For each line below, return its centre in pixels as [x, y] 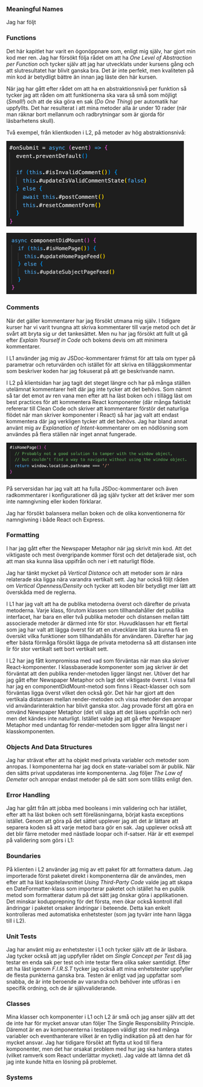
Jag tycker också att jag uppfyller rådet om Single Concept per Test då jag [99, 956]
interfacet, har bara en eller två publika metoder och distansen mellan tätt [98, 616]
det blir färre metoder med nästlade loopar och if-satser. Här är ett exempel [100, 834]
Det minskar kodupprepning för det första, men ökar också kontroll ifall [94, 901]
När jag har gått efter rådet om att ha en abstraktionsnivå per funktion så [97, 88]
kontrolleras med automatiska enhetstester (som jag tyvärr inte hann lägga [99, 914]
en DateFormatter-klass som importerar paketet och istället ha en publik [96, 889]
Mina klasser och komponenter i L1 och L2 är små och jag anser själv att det [101, 1017]
